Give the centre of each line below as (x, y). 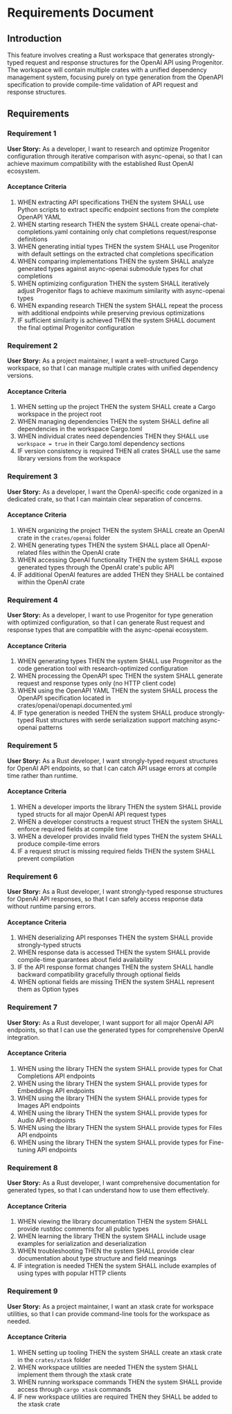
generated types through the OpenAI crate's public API (96, 567)
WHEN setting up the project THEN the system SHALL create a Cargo (116, 407)
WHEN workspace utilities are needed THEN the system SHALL (108, 1367)
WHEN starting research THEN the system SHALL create (98, 224)
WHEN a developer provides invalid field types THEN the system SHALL (120, 836)
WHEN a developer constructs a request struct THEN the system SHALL (120, 822)
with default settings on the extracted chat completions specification (115, 253)
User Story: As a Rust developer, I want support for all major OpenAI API (110, 1022)
